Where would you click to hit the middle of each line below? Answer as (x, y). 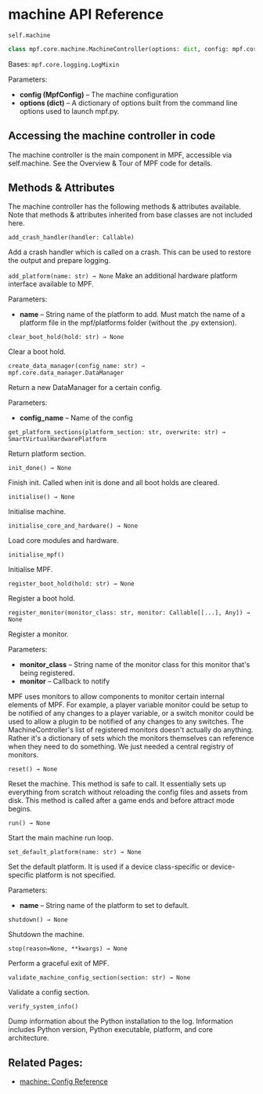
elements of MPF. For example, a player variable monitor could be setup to (128, 705)
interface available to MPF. (51, 284)
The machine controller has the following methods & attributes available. (124, 206)
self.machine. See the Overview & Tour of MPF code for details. (110, 163)
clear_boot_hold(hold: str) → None (66, 337)
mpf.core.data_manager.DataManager (66, 373)
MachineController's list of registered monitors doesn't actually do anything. (131, 730)
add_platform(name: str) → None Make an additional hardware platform (123, 275)
